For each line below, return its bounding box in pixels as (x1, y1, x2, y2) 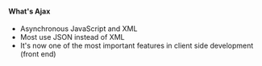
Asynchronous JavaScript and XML (19, 24, 138, 33)
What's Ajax (8, 6, 51, 16)
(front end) (19, 49, 56, 59)
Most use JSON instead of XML (19, 33, 125, 42)
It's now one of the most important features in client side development (19, 41, 254, 51)
